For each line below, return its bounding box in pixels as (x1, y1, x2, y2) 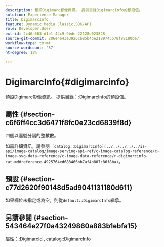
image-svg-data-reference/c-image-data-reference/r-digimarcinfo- (5, 153, 148, 159)
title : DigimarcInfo (5, 17, 49, 22)
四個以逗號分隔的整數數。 (5, 133, 59, 139)
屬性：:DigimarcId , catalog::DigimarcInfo (5, 236, 91, 242)
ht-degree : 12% (5, 50, 37, 55)
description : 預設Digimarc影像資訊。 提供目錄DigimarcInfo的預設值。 (5, 7, 143, 13)
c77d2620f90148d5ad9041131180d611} (5, 183, 133, 192)
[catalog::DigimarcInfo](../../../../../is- (52, 144, 147, 149)
